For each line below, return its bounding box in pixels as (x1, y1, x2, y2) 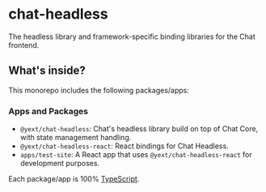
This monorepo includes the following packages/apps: (8, 85, 190, 95)
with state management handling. (19, 133, 132, 143)
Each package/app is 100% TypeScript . (8, 174, 140, 184)
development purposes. (19, 159, 99, 169)
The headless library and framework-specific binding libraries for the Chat (8, 32, 256, 41)
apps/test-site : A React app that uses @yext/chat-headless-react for (19, 150, 252, 160)
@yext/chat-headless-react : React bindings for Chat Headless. (19, 141, 229, 151)
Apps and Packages (8, 105, 89, 117)
